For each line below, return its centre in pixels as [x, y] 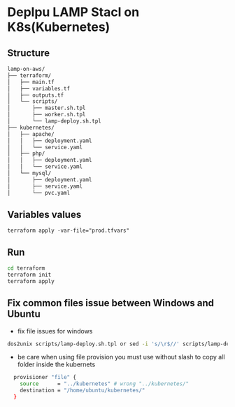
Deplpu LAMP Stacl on [73, 12]
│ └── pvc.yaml [39, 193]
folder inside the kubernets [56, 364]
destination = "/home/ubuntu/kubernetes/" [83, 391]
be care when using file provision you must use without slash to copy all [121, 357]
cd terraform [26, 268]
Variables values [44, 214]
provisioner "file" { [45, 378]
